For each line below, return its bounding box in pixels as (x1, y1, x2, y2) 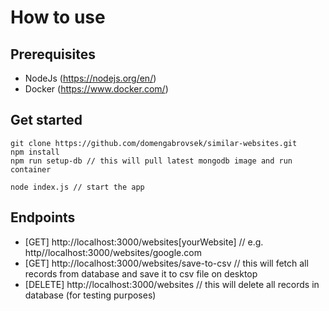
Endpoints (10, 209, 76, 226)
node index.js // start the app (10, 182, 145, 192)
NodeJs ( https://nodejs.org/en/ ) (24, 72, 157, 84)
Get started (10, 112, 83, 129)
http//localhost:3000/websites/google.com (24, 246, 202, 258)
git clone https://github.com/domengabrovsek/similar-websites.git (10, 138, 298, 148)
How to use (10, 6, 106, 29)
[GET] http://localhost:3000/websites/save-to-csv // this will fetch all (24, 257, 309, 269)
